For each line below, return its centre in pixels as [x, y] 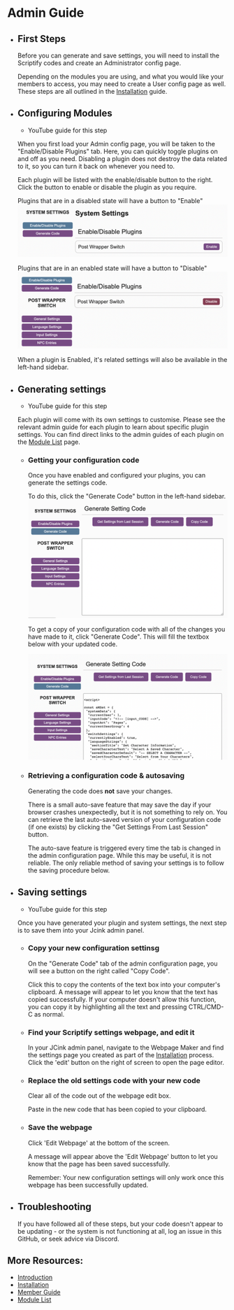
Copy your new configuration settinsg [93, 948]
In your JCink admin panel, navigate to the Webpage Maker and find [126, 1047]
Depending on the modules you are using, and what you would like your [120, 76]
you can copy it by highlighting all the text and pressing [107, 1007]
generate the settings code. [67, 483]
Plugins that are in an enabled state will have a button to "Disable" [112, 268]
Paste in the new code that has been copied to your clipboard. [117, 1109]
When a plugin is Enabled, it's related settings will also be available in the [122, 360]
